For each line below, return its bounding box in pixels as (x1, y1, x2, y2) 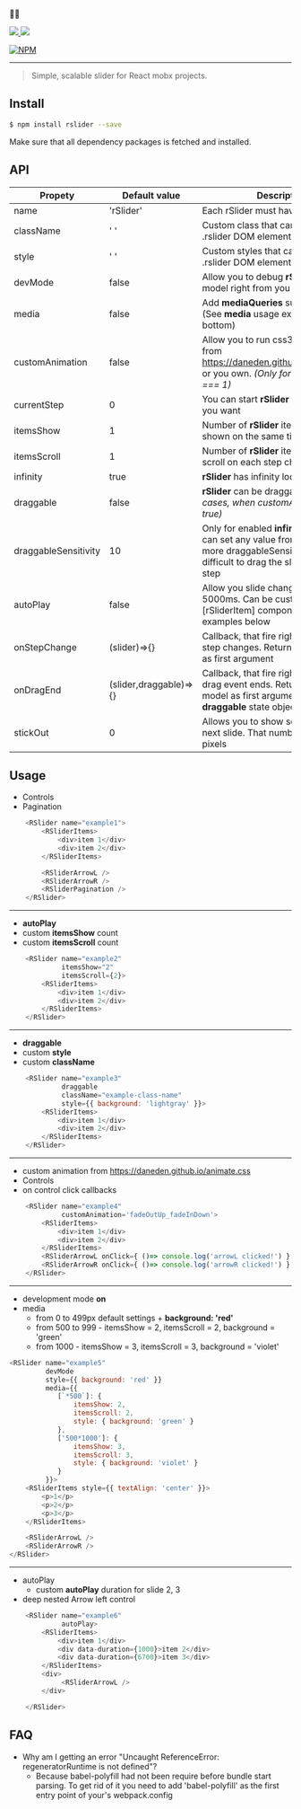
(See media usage (202, 307, 279, 320)
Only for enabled (202, 522, 272, 534)
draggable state (202, 701, 271, 713)
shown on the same (202, 429, 285, 442)
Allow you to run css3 (202, 333, 294, 346)
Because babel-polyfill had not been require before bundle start (35, 1770, 271, 1781)
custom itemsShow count (21, 928, 118, 939)
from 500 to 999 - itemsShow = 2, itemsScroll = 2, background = (35, 1321, 276, 1333)
